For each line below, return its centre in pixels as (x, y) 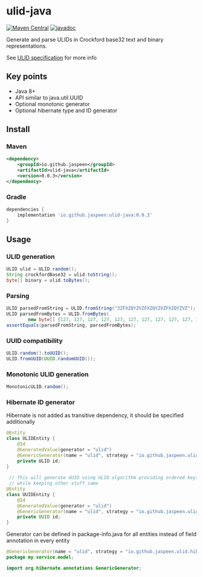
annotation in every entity (38, 541)
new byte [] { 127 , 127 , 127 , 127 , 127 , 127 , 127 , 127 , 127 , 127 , (111, 320)
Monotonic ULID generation (47, 374)
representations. (27, 46)
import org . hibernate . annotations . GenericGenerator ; (74, 568)
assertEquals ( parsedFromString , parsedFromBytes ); (71, 325)
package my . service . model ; (40, 557)
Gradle (16, 197)
